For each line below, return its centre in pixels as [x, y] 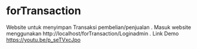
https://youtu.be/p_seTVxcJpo [43, 40]
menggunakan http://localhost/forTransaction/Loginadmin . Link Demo [93, 33]
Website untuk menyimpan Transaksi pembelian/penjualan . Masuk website [99, 27]
